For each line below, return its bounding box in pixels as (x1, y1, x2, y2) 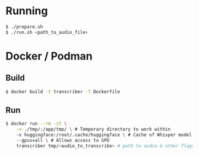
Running (5, 4, 48, 18)
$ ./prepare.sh (5, 24, 43, 30)
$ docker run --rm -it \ (5, 121, 67, 127)
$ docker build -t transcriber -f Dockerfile (5, 88, 120, 94)
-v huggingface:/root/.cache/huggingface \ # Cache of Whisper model (16, 132, 192, 138)
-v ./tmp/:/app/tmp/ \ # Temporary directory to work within (16, 126, 170, 132)
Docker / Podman (5, 49, 93, 63)
